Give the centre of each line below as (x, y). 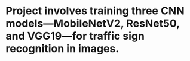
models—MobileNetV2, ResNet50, (93, 23)
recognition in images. (62, 49)
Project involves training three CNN (95, 11)
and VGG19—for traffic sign (75, 36)
